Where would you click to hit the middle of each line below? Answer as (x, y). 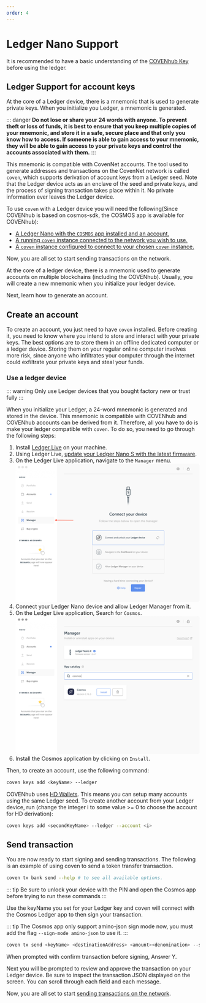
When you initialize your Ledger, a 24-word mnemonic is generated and (97, 410)
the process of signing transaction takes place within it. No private (90, 191)
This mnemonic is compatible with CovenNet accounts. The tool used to (97, 164)
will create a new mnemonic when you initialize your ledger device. (91, 284)
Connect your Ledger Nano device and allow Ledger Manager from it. (103, 606)
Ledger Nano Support (62, 44)
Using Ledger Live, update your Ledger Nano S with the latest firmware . (106, 454)
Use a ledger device (36, 378)
